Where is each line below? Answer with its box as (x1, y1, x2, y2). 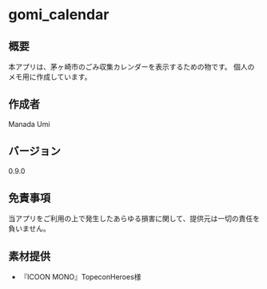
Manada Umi (8, 119, 50, 129)
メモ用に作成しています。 (8, 72, 92, 81)
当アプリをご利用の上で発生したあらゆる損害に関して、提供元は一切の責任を (8, 214, 260, 224)
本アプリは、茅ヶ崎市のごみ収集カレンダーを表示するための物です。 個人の (8, 62, 255, 71)
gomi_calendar (8, 6, 110, 24)
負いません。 (8, 224, 50, 233)
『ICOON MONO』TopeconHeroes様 (19, 272, 141, 282)
